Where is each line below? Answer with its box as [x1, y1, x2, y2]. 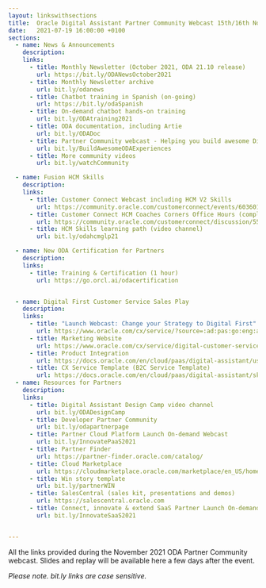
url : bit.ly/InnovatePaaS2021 [36, 438, 136, 446]
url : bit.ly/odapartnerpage [36, 423, 129, 431]
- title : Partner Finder [28, 445, 112, 453]
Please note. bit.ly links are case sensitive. [8, 571, 147, 580]
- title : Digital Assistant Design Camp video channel [28, 401, 215, 409]
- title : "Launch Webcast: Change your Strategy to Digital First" [28, 320, 257, 328]
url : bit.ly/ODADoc [36, 129, 101, 137]
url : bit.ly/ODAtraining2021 [36, 115, 133, 123]
